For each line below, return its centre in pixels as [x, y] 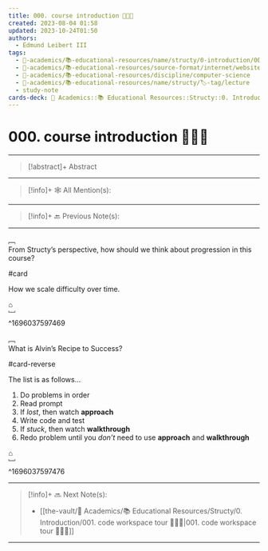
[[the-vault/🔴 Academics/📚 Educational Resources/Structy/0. [141, 511]
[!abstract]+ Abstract [62, 167]
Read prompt [41, 404]
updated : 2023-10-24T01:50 [53, 30]
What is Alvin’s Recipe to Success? [65, 349]
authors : [23, 38]
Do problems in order [55, 395]
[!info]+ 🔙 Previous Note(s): [73, 216]
